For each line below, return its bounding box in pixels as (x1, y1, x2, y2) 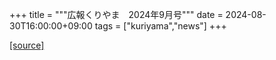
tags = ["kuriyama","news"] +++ (94, 20, 227, 32)
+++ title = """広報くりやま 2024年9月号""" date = (9, 9, 224, 20)
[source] (9, 39, 45, 51)
